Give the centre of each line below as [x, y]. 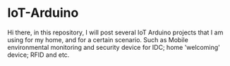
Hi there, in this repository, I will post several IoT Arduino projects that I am [115, 32]
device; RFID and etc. [38, 55]
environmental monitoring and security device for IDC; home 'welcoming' [114, 47]
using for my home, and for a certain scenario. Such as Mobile [98, 39]
